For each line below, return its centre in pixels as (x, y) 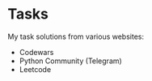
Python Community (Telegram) (70, 61)
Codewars (36, 52)
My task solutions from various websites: (76, 36)
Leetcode (35, 69)
